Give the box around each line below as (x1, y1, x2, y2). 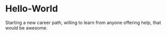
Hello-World (5, 3, 58, 14)
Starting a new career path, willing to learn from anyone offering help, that (5, 19, 161, 25)
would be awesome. (5, 24, 48, 30)
